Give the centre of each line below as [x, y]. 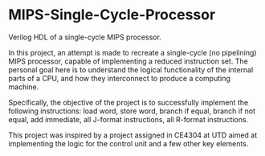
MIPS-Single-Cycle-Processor [112, 15]
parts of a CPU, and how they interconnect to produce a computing [120, 78]
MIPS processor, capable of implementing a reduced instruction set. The [128, 61]
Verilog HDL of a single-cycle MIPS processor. [85, 37]
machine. [24, 87]
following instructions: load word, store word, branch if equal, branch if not [132, 111]
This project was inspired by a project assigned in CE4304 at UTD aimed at [133, 135]
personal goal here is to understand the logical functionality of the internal [131, 69]
